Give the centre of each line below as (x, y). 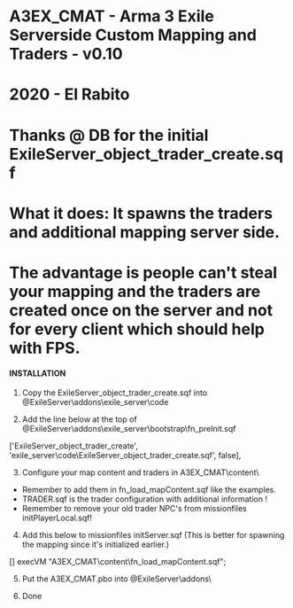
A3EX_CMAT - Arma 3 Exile (112, 16)
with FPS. (45, 348)
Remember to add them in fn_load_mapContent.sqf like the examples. (149, 490)
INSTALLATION (38, 373)
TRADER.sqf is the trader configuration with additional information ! (145, 499)
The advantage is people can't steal (143, 273)
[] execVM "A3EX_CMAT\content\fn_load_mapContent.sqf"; (118, 562)
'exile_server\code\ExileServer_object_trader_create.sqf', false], (125, 456)
